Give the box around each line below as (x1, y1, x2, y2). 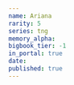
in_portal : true (8, 49, 63, 57)
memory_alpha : (8, 34, 56, 43)
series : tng (8, 27, 48, 35)
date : (8, 57, 27, 66)
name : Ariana (8, 11, 52, 20)
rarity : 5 (8, 19, 42, 28)
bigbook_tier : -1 (8, 42, 67, 50)
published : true (8, 65, 63, 73)
